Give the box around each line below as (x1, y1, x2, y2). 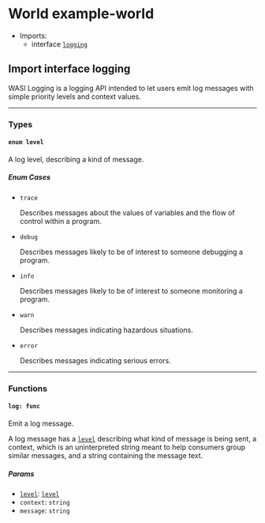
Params (8, 468, 35, 479)
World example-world (8, 5, 155, 23)
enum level (8, 138, 44, 146)
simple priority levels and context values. (8, 92, 142, 101)
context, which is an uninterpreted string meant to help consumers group (8, 442, 246, 452)
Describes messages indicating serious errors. (19, 355, 171, 365)
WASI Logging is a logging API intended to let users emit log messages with (8, 83, 254, 93)
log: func (8, 403, 41, 411)
